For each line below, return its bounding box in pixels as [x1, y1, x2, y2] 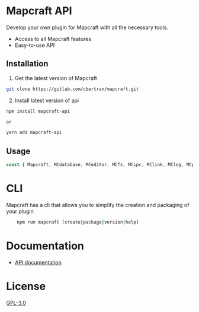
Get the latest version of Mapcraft [14, 74, 98, 81]
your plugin [6, 208, 34, 215]
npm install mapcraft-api [6, 108, 70, 114]
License [6, 279, 46, 293]
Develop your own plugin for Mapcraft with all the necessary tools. [6, 24, 169, 31]
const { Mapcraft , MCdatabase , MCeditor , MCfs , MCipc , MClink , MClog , [6, 162, 184, 168]
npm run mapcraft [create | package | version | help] [17, 219, 139, 225]
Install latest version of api [14, 97, 79, 104]
